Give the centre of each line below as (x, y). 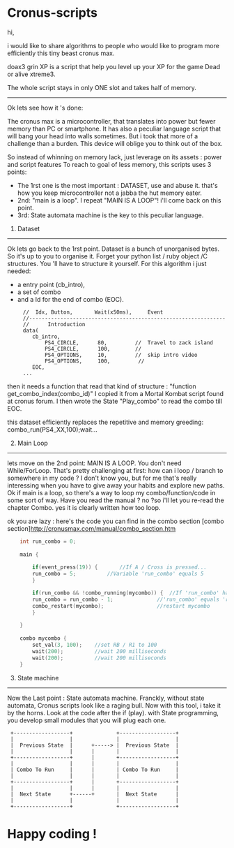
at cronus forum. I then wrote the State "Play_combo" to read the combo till (115, 401)
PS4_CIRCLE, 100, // (93, 349)
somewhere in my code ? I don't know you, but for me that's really (102, 478)
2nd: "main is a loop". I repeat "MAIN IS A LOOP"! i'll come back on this (119, 200)
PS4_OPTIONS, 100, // (94, 361)
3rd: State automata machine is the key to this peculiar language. (110, 215)
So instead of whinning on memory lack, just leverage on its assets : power (115, 157)
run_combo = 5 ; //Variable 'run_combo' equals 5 (118, 574)
